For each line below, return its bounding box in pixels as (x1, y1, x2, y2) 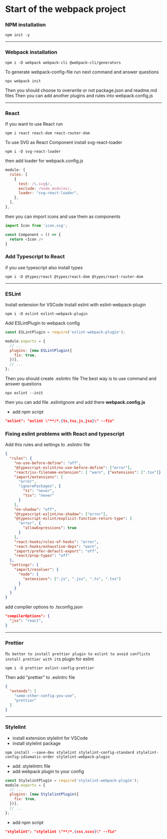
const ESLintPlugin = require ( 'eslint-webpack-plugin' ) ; (5, 330, 126, 335)
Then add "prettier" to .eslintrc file (5, 674, 76, 680)
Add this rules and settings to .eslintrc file (5, 442, 90, 448)
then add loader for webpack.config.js (5, 158, 83, 164)
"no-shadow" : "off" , (14, 507, 57, 512)
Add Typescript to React (5, 253, 65, 260)
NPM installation (5, 21, 46, 28)
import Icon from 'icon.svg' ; (5, 223, 68, 228)
